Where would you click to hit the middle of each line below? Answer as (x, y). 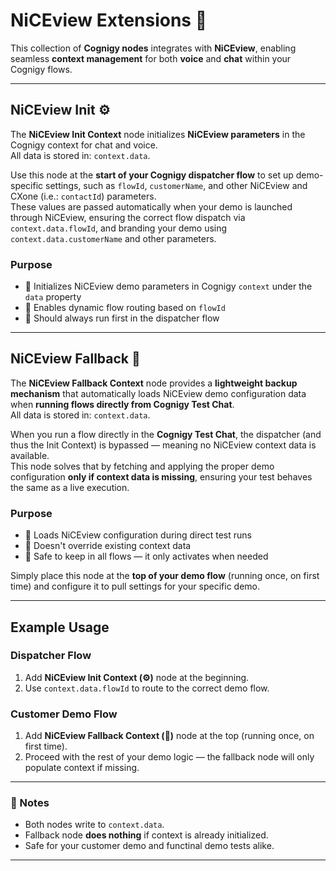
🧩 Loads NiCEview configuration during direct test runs (138, 535)
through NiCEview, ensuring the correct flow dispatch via (128, 217)
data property (53, 297)
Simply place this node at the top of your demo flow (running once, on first (165, 576)
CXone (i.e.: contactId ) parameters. (83, 196)
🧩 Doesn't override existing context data (108, 546)
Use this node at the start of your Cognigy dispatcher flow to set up (152, 175)
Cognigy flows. (41, 69)
